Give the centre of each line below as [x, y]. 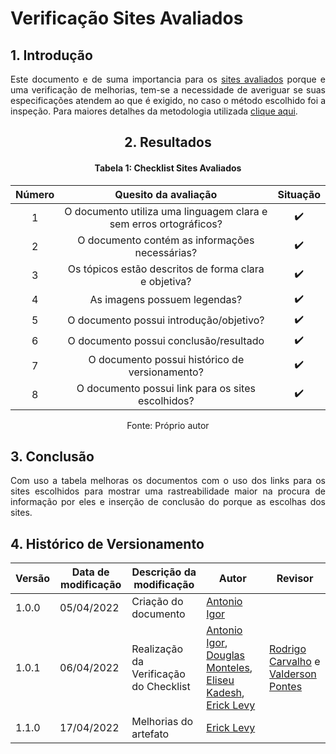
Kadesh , [225, 693]
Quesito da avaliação [166, 194]
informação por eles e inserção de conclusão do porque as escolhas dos [168, 502]
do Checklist [161, 687]
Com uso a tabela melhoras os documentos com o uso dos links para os [168, 481]
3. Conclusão [52, 456]
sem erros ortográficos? [166, 224]
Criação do [157, 602]
